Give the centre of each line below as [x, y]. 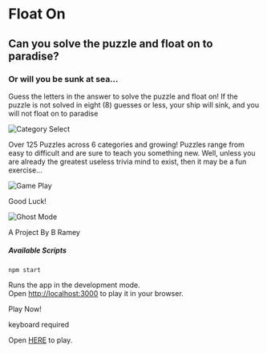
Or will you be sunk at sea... [63, 79]
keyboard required [39, 324]
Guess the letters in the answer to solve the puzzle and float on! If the [123, 96]
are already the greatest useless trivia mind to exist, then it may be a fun [127, 161]
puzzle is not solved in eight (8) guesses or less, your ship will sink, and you [133, 104]
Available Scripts [37, 250]
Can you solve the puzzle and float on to [111, 44]
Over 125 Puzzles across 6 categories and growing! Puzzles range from [126, 144]
